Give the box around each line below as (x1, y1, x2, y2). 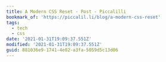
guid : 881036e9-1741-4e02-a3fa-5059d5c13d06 (6, 47, 118, 53)
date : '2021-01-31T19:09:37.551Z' (6, 36, 92, 42)
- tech (11, 25, 28, 31)
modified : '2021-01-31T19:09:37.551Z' (6, 42, 102, 48)
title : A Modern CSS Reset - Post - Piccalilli (6, 8, 127, 15)
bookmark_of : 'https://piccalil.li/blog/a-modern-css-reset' (6, 14, 161, 20)
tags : (6, 19, 20, 25)
